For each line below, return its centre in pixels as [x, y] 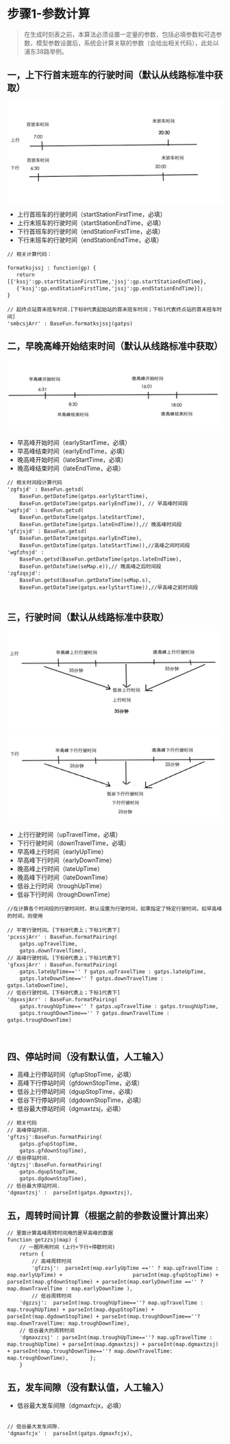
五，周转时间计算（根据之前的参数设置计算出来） [111, 1215]
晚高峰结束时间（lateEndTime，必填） [71, 468]
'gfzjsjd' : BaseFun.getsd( [47, 532]
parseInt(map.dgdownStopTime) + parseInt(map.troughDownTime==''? [104, 1317]
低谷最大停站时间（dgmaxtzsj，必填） [71, 1109]
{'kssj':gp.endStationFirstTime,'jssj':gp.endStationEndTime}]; [110, 289]
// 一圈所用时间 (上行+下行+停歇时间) [67, 1247]
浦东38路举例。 [46, 51]
